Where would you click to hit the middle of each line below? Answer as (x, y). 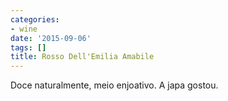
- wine (24, 29)
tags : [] (28, 47)
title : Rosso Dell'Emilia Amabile (82, 57)
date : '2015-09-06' (51, 38)
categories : (35, 19)
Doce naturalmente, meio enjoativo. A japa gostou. (114, 85)
